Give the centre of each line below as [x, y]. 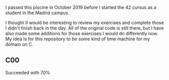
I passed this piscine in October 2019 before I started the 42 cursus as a [81, 7]
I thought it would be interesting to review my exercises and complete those [85, 23]
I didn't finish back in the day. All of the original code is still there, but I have [84, 28]
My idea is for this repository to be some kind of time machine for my [78, 39]
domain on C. [19, 44]
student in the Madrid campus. [37, 13]
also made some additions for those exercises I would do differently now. [82, 33]
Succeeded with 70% [28, 72]
